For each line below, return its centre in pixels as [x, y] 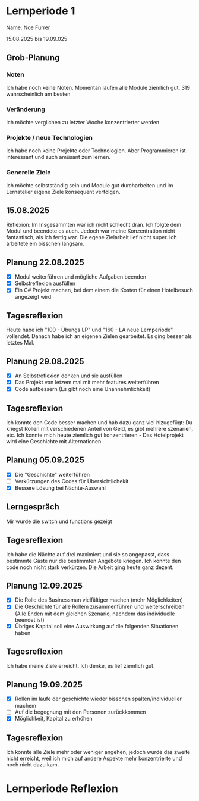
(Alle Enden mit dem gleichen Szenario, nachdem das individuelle [95, 614]
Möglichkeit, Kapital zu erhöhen [53, 719]
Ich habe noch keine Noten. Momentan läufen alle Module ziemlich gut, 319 [98, 87]
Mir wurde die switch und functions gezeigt [59, 521]
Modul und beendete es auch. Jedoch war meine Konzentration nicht [91, 231]
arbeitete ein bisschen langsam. [45, 244]
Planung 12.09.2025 [45, 585]
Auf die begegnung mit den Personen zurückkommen [80, 712]
